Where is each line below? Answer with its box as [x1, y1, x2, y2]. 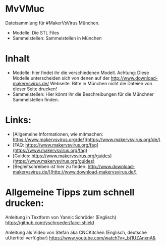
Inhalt [5, 53, 30, 64]
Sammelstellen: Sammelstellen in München [12, 35, 102, 41]
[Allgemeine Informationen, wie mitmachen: [12, 131, 103, 137]
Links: [5, 115, 32, 126]
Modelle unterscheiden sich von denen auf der [12, 75, 110, 81]
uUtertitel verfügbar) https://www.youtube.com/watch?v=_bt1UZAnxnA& [5, 234, 156, 241]
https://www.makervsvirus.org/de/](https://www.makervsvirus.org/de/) [12, 136, 160, 143]
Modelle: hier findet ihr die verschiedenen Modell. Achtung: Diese [12, 69, 149, 76]
